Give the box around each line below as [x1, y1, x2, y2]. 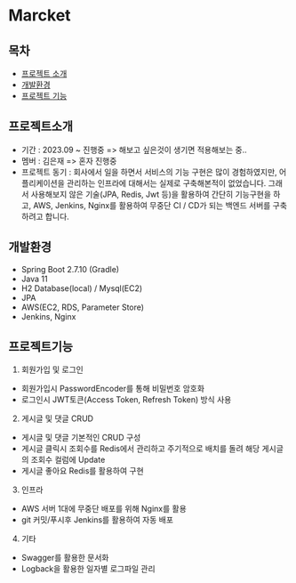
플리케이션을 [20, 177, 66, 188]
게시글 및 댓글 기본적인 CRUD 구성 [20, 433, 141, 443]
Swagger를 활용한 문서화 [20, 553, 109, 563]
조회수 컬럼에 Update [30, 455, 106, 466]
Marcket [8, 5, 72, 26]
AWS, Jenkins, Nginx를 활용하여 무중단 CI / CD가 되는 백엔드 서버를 [33, 199, 271, 210]
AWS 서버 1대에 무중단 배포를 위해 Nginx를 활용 [20, 504, 188, 514]
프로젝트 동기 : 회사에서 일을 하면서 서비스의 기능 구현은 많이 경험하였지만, [20, 166, 277, 177]
